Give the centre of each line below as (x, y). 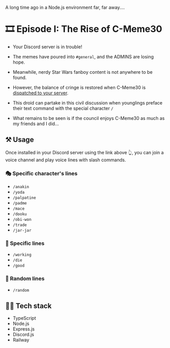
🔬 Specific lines (25, 243)
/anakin (21, 187)
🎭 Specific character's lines (41, 173)
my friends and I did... (36, 124)
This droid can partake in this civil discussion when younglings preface (88, 103)
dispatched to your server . (40, 93)
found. (20, 77)
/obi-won (22, 220)
